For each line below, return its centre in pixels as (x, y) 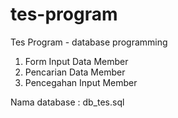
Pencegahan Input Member (81, 82)
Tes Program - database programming (89, 42)
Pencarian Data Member (75, 72)
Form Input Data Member (76, 61)
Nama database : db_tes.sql (67, 102)
